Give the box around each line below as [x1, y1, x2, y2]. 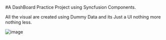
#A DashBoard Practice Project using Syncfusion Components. [5, 4, 136, 10]
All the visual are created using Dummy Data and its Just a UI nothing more [5, 14, 161, 19]
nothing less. [5, 19, 32, 25]
